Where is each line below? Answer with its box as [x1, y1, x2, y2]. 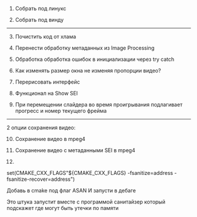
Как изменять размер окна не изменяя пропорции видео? [15, 67, 161, 74]
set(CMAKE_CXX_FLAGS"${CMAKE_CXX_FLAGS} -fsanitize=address [6, 170, 173, 176]
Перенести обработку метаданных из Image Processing [15, 44, 154, 51]
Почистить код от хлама [15, 33, 77, 40]
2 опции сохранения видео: [6, 124, 76, 131]
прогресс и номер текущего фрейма [15, 108, 107, 114]
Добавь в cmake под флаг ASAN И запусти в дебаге [6, 187, 136, 194]
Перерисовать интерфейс [15, 78, 81, 85]
